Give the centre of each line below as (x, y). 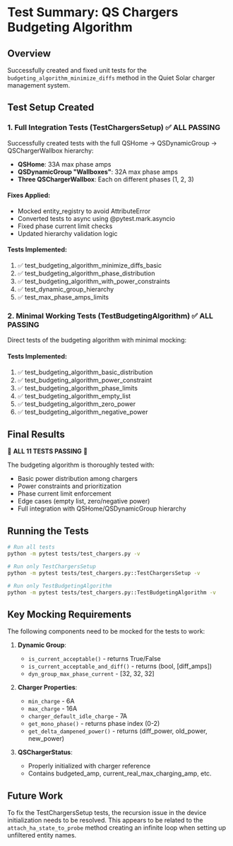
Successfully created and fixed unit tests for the (77, 70)
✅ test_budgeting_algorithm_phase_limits (77, 388)
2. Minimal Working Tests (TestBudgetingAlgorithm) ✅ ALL (110, 316)
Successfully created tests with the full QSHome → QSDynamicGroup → (112, 143)
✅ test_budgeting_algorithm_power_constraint (85, 380)
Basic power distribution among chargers (77, 479)
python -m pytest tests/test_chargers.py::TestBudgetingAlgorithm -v (112, 592)
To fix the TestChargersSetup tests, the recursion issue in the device (107, 813)
